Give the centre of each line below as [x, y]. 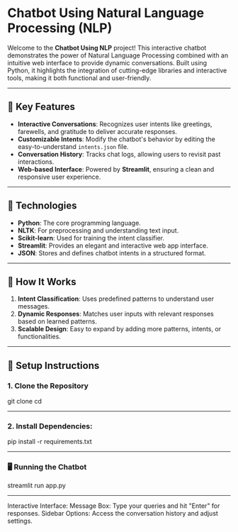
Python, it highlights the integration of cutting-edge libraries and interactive [117, 70]
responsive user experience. [59, 177]
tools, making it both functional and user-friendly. [79, 78]
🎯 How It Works [42, 282]
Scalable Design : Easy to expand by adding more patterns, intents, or [119, 329]
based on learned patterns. [57, 321]
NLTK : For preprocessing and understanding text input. [98, 230]
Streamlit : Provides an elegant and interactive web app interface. [113, 245]
